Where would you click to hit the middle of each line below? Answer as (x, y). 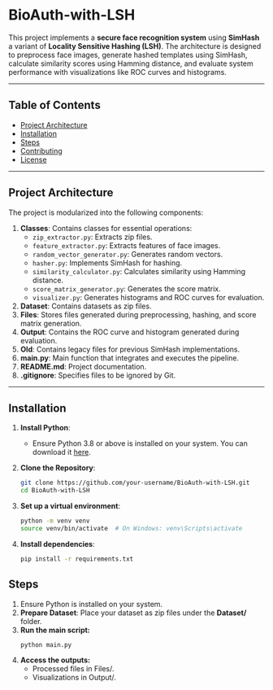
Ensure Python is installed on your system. (91, 604)
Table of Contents (55, 105)
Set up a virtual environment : (70, 506)
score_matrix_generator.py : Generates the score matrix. (126, 288)
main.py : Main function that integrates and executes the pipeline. (130, 358)
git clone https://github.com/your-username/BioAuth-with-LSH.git (135, 483)
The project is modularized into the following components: (106, 212)
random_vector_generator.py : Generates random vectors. (128, 254)
